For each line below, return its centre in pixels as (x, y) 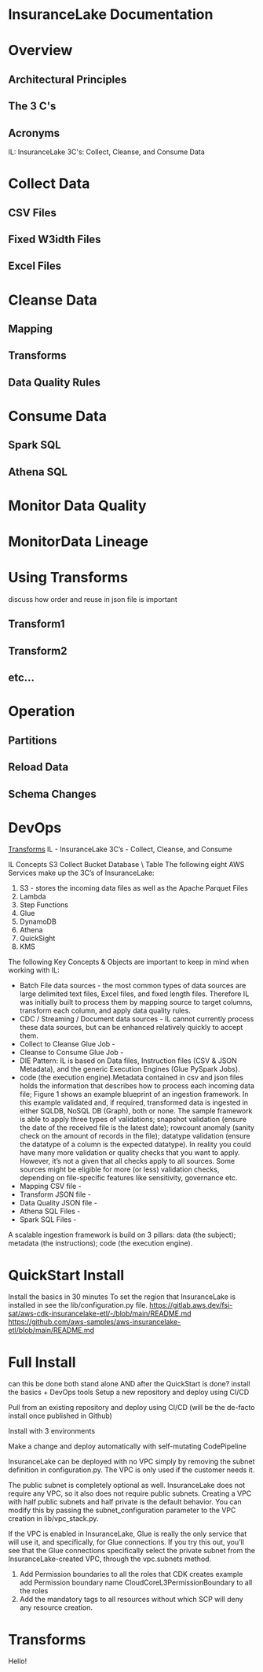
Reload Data (38, 768)
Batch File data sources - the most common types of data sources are (133, 986)
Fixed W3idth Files (55, 239)
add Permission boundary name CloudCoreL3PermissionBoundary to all (136, 1582)
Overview (40, 51)
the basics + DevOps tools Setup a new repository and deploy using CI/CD (129, 1392)
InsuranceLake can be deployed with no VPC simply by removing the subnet (131, 1462)
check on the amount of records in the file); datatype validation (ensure (135, 1136)
